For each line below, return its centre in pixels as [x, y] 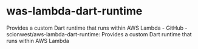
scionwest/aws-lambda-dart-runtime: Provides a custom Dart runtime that [99, 34]
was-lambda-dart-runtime [74, 11]
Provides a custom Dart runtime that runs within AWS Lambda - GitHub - [97, 28]
